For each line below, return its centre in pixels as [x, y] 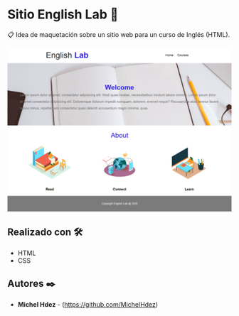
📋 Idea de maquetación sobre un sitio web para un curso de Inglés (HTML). [119, 34]
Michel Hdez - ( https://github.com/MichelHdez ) [88, 304]
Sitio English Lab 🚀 [63, 15]
